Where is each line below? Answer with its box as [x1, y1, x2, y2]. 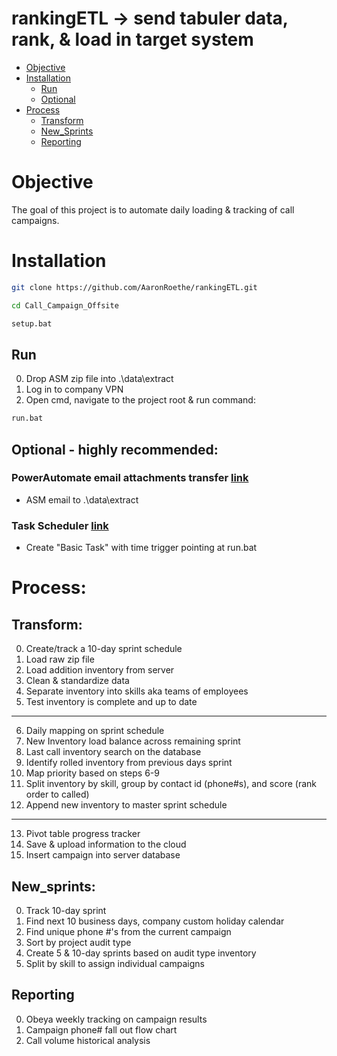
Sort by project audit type [25, 936, 132, 948]
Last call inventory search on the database [25, 746, 202, 758]
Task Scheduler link [11, 518, 109, 532]
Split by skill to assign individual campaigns [25, 957, 205, 969]
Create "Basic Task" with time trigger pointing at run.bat [25, 542, 258, 554]
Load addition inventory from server [25, 664, 175, 676]
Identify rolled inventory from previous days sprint [25, 757, 233, 769]
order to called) [25, 788, 90, 801]
